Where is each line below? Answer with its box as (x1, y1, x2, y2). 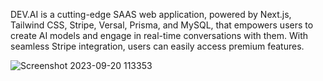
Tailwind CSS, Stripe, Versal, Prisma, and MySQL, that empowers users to (10, 19, 314, 31)
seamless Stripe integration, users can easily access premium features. (10, 40, 305, 52)
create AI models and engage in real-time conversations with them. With (10, 30, 309, 41)
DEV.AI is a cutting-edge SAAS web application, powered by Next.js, (10, 9, 292, 20)
